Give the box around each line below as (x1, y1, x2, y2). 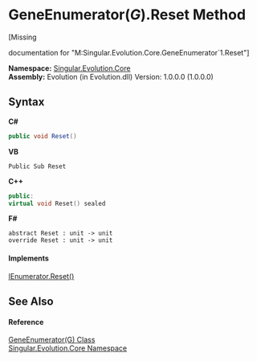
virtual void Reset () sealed (8, 199, 106, 207)
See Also (8, 294, 54, 308)
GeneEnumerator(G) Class (8, 335, 96, 345)
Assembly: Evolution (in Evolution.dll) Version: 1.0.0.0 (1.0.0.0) (8, 72, 214, 81)
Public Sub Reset (8, 162, 67, 170)
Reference (8, 317, 44, 326)
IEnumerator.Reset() (8, 271, 75, 281)
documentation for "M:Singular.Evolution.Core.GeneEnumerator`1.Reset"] (8, 47, 250, 57)
